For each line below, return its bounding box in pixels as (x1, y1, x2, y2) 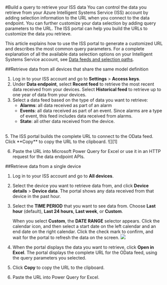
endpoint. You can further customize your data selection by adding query (5, 20, 156, 26)
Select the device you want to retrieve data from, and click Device (12, 182, 149, 188)
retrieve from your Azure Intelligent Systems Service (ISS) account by (5, 9, 148, 15)
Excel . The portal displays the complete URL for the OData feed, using (12, 249, 157, 255)
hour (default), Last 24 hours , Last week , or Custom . (12, 208, 123, 214)
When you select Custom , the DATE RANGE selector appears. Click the (12, 218, 160, 224)
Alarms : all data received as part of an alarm (19, 102, 112, 108)
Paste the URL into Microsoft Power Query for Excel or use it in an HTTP (12, 148, 161, 154)
